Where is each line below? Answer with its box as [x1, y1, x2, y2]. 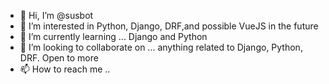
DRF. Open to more [19, 52, 99, 64]
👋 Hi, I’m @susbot [19, 10, 94, 21]
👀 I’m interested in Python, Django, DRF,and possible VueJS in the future [19, 20, 319, 32]
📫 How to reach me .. [19, 63, 111, 75]
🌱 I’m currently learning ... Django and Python [19, 31, 208, 42]
